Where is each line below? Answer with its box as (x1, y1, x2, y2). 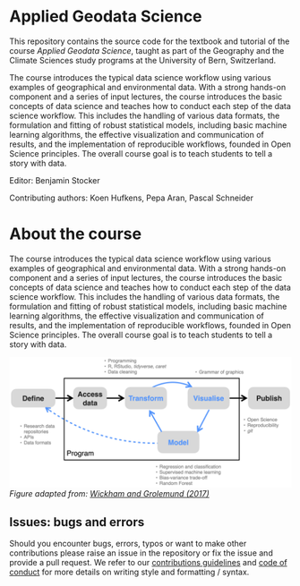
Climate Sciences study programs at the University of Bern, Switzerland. (9, 55, 277, 65)
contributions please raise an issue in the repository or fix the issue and (9, 548, 273, 558)
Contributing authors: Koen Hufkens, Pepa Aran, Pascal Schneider (9, 192, 253, 203)
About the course (9, 224, 141, 244)
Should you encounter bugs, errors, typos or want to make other (9, 538, 247, 548)
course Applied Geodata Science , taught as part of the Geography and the (9, 45, 285, 55)
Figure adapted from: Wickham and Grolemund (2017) (9, 488, 210, 499)
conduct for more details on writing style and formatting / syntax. (9, 566, 250, 577)
